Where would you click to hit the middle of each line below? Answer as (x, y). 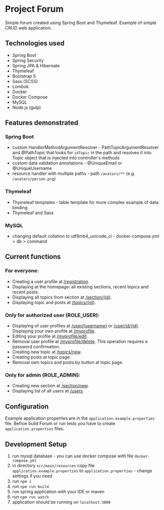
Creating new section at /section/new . (50, 386)
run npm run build (30, 486)
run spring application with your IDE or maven (58, 491)
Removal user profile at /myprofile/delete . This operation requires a (80, 341)
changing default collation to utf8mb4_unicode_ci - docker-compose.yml (86, 236)
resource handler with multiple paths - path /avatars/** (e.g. (74, 173)
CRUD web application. (29, 28)
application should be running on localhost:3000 (61, 502)
